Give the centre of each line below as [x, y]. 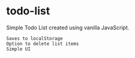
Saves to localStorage [34, 38]
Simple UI [19, 49]
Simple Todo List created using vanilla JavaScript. [68, 28]
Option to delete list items [43, 44]
